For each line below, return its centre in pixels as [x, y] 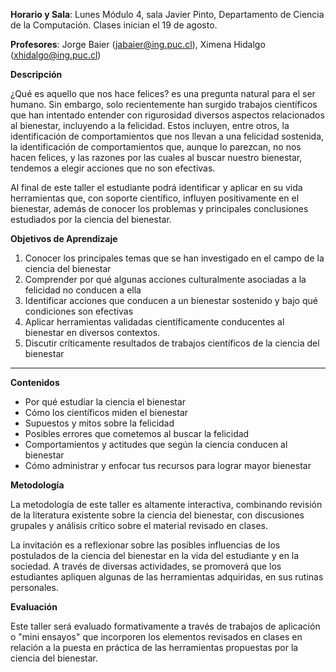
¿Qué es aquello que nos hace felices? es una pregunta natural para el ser [163, 93]
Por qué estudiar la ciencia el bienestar [105, 402]
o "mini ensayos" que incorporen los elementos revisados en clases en [156, 637]
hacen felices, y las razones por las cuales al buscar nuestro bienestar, [156, 157]
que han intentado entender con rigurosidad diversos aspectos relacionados [167, 115]
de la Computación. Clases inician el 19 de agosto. [114, 25]
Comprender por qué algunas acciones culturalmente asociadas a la [165, 279]
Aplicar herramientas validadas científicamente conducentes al [154, 322]
